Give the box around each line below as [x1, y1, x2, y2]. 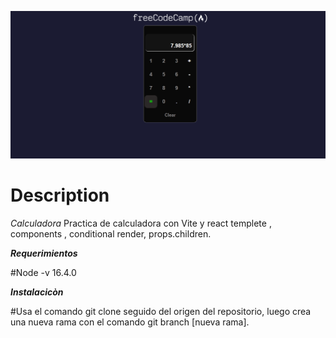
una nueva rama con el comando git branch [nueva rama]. [10, 316, 250, 328]
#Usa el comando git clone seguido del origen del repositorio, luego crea [10, 305, 312, 317]
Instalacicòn [10, 286, 64, 298]
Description [10, 184, 110, 206]
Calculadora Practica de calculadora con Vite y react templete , [10, 217, 272, 229]
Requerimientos [10, 247, 78, 259]
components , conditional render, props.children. [10, 227, 212, 240]
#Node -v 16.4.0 [10, 266, 77, 278]
